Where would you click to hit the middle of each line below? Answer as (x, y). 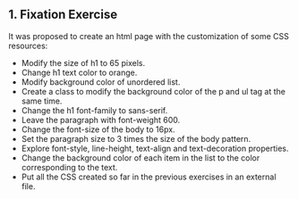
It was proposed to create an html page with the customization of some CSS (149, 36)
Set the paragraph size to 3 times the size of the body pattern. (136, 138)
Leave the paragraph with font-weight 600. (101, 120)
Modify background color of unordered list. (101, 82)
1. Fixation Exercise (63, 15)
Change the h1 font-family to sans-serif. (94, 110)
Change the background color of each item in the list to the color (140, 158)
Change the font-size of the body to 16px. (98, 129)
